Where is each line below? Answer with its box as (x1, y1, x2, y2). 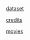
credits (6, 16, 22, 23)
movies (6, 28, 24, 35)
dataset (6, 5, 24, 12)
